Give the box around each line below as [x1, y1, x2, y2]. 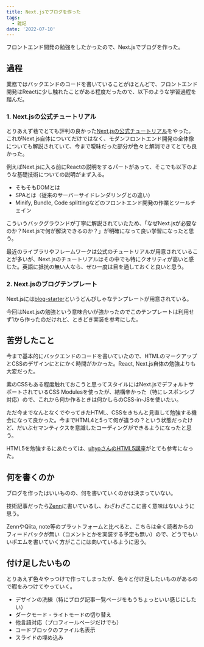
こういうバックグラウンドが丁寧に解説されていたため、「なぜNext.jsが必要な [6, 220, 197, 227]
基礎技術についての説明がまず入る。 [16, 171, 108, 178]
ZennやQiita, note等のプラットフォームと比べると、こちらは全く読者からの [6, 523, 194, 530]
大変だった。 [6, 367, 38, 375]
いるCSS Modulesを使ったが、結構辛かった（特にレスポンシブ [38, 388, 195, 396]
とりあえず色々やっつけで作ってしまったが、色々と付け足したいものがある [6, 575, 193, 583]
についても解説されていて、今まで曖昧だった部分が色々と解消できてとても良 [6, 143, 197, 150]
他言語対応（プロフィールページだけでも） [15, 619, 122, 626]
